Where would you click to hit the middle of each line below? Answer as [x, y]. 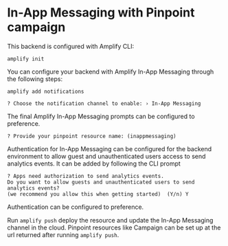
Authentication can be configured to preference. [76, 207]
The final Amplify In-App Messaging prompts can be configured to [101, 116]
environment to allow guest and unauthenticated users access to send [106, 156]
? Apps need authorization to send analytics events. [86, 176]
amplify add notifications [46, 91]
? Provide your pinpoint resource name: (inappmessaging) [92, 136]
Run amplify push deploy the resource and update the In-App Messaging [110, 220]
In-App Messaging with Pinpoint [101, 13]
